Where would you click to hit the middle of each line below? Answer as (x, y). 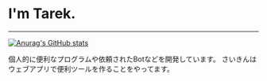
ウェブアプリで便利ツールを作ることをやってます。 (91, 68)
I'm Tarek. (42, 14)
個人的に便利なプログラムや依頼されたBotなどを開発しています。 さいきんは (132, 59)
